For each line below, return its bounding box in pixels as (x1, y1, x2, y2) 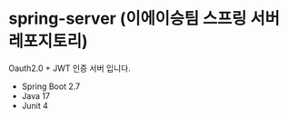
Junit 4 (21, 100, 49, 111)
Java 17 (21, 90, 51, 101)
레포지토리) (8, 31, 88, 52)
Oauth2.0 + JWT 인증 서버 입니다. (8, 63, 131, 74)
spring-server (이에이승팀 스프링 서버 (8, 8, 281, 29)
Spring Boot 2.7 (21, 81, 81, 92)
